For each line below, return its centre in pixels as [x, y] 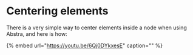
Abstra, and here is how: [37, 33]
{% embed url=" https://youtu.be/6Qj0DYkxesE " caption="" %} [85, 45]
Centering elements [57, 11]
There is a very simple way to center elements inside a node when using [96, 27]
